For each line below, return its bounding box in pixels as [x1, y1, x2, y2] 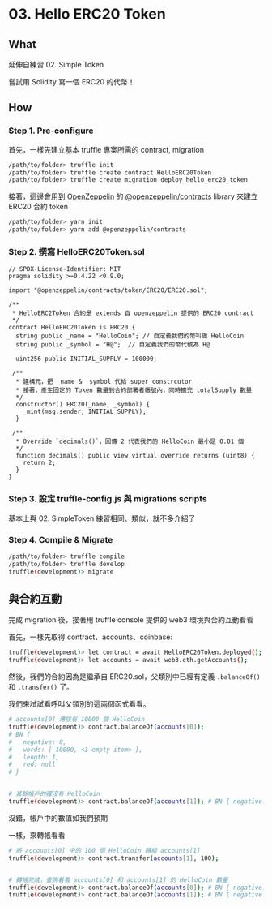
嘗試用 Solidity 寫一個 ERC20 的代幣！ [8, 77, 135, 86]
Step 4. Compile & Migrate [8, 534, 113, 545]
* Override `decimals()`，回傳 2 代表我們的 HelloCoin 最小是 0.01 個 [15, 437, 244, 446]
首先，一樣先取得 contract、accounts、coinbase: [8, 632, 172, 642]
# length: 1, [8, 753, 60, 761]
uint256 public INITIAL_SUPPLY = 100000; [15, 355, 158, 363]
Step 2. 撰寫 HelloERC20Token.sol [8, 246, 146, 257]
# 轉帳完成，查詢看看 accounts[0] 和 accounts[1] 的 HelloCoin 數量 [8, 875, 228, 884]
